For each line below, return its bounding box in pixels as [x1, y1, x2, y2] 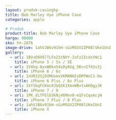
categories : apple [5, 17, 45, 22]
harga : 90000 [5, 36, 33, 41]
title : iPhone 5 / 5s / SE [14, 59, 72, 64]
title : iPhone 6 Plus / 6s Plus [14, 79, 84, 84]
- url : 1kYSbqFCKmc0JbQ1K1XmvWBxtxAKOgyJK [10, 83, 102, 88]
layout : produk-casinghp [5, 7, 59, 13]
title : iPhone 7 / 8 [14, 88, 59, 93]
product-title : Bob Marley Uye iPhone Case [5, 31, 100, 36]
